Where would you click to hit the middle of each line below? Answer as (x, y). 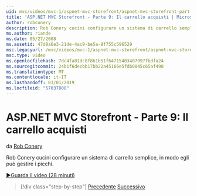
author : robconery (28, 22)
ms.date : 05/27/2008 (31, 39)
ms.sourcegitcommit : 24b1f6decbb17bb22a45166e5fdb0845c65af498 (85, 66)
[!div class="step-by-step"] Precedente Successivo (83, 187)
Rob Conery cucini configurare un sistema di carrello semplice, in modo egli (98, 157)
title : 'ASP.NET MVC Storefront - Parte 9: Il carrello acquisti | (90, 17)
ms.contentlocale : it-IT (36, 77)
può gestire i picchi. (30, 164)
